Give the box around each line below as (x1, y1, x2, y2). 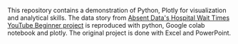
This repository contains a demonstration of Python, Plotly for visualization (7, 6, 227, 14)
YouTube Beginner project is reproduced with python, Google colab (7, 21, 205, 29)
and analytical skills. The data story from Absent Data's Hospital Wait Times (7, 13, 230, 22)
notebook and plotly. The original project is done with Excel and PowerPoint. (7, 28, 232, 37)
